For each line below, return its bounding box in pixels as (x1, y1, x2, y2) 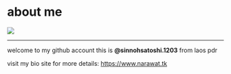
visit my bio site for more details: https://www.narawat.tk (7, 59, 167, 67)
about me (7, 4, 63, 20)
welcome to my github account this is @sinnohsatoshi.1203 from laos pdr (7, 46, 218, 54)
